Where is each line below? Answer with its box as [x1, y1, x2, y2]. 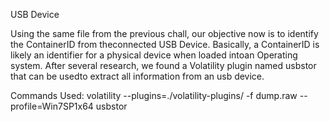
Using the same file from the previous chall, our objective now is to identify [10, 28, 319, 39]
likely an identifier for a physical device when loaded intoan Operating [10, 49, 298, 61]
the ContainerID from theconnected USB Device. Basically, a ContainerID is [10, 39, 320, 50]
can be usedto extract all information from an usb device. [28, 70, 265, 82]
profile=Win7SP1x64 [10, 100, 94, 112]
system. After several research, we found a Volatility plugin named [10, 60, 284, 71]
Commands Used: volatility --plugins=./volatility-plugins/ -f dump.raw [10, 90, 298, 101]
